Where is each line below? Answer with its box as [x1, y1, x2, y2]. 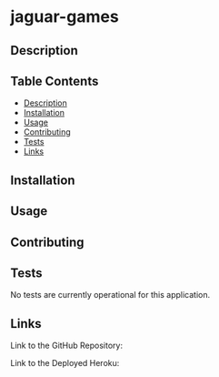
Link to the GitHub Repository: [10, 340, 124, 352]
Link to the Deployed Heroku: [10, 358, 120, 369]
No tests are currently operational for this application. [10, 290, 211, 301]
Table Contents [10, 73, 99, 88]
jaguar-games [10, 6, 119, 27]
